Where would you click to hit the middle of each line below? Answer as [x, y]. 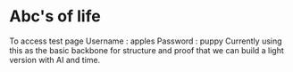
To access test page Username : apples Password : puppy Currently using [146, 41]
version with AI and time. [55, 60]
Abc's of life [55, 16]
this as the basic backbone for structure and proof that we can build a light [146, 50]
